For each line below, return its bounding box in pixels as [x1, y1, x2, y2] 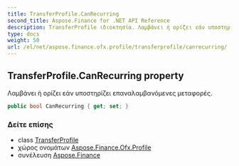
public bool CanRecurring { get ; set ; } [7, 103, 129, 110]
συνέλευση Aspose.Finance [17, 150, 101, 159]
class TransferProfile [17, 135, 79, 144]
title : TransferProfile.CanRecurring [7, 10, 119, 18]
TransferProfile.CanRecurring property [7, 70, 184, 82]
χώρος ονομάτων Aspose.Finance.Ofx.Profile [17, 143, 152, 152]
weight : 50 [7, 37, 40, 44]
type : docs [7, 30, 40, 38]
